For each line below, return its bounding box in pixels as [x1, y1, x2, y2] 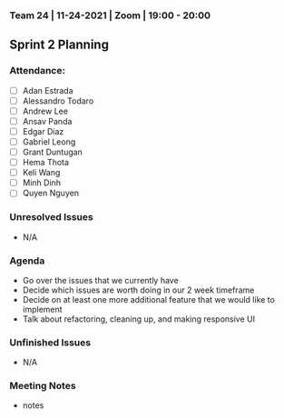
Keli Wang [22, 167, 61, 178]
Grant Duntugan [22, 146, 83, 157]
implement [22, 304, 63, 314]
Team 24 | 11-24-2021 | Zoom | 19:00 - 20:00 [9, 9, 211, 22]
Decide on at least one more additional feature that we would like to [22, 294, 275, 304]
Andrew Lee [22, 105, 68, 116]
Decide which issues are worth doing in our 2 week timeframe [22, 284, 255, 295]
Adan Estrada [22, 85, 74, 95]
